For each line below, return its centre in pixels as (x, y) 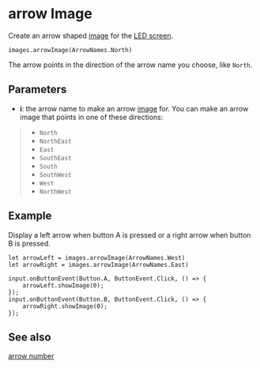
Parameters (38, 90)
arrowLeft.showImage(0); (63, 285)
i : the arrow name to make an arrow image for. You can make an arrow (134, 108)
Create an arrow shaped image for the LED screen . (91, 36)
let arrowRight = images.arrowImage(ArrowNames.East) (99, 265)
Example (30, 216)
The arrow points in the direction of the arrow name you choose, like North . (130, 65)
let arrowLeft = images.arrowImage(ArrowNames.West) (97, 257)
